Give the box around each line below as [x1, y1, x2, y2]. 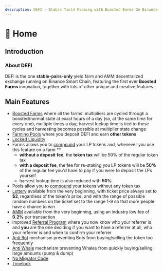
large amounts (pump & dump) [12, 251, 73, 256]
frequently [12, 240, 33, 246]
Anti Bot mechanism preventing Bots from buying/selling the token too [12, 235, 153, 241]
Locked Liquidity [12, 136, 46, 142]
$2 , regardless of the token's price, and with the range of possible [12, 194, 145, 199]
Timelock [12, 261, 31, 267]
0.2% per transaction [12, 214, 55, 220]
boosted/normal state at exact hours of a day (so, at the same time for [12, 116, 153, 122]
